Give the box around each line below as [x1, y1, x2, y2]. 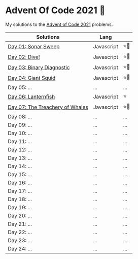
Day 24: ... [8, 245, 32, 252]
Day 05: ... [8, 84, 32, 91]
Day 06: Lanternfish [8, 93, 55, 101]
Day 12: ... [8, 146, 32, 153]
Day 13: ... [8, 154, 32, 161]
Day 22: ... [8, 229, 32, 236]
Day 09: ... [8, 121, 32, 128]
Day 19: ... [8, 204, 32, 211]
